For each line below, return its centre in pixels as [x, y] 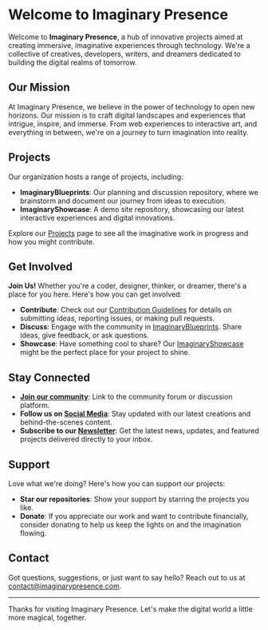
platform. [35, 405]
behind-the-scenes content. [66, 422]
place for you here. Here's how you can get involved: [95, 294]
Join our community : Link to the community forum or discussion [126, 397]
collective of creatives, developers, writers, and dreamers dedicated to [124, 54]
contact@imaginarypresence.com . [65, 586]
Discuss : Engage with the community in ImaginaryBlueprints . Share [130, 327]
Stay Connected [49, 377]
